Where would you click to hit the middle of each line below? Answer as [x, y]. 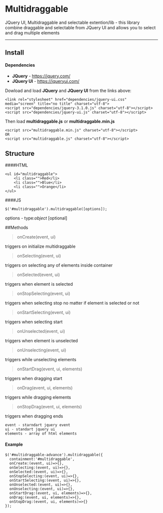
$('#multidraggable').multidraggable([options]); [56, 209]
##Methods [16, 228]
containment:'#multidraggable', [42, 459]
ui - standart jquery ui [30, 429]
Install [15, 53]
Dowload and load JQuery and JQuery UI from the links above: [68, 91]
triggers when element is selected [39, 284]
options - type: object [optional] [36, 218]
